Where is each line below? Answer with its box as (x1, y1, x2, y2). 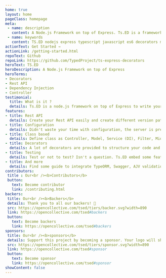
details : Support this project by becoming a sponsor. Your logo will (7, 237, 156, 243)
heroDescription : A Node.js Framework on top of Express (5, 67, 125, 72)
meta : (5, 21, 16, 26)
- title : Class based (5, 132, 50, 137)
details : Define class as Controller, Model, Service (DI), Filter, (9, 136, 154, 141)
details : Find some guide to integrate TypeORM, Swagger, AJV (9, 164, 140, 169)
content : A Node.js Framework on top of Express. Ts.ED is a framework (11, 30, 163, 35)
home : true (5, 7, 28, 12)
